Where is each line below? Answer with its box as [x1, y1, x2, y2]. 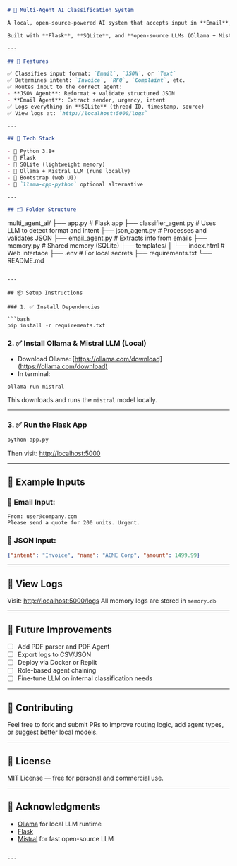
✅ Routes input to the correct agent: [7, 83, 123, 91]
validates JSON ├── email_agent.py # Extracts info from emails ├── [7, 234, 207, 243]
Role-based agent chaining [17, 666, 97, 675]
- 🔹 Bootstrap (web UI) [7, 174, 78, 181]
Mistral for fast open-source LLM [17, 834, 114, 843]
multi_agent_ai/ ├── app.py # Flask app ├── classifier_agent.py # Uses [7, 219, 217, 227]
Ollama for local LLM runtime [17, 819, 102, 828]
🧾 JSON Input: [7, 536, 56, 546]
